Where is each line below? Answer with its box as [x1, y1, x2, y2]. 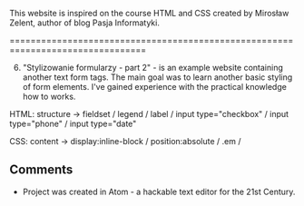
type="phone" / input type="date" [9, 118, 137, 129]
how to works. [22, 91, 76, 102]
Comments [9, 162, 74, 178]
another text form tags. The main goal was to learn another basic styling [22, 72, 293, 83]
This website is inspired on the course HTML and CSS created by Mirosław [9, 8, 289, 18]
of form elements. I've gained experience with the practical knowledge [22, 82, 288, 92]
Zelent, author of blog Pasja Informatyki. [9, 17, 161, 28]
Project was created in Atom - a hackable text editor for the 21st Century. [22, 186, 296, 197]
